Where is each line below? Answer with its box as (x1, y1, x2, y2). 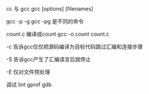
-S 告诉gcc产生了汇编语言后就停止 (6, 56, 91, 62)
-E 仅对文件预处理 (6, 68, 50, 76)
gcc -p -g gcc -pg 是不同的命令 (6, 18, 84, 25)
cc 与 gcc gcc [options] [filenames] (6, 5, 94, 12)
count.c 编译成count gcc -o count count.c (6, 30, 110, 37)
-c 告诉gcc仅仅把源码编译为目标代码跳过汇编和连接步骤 (6, 43, 143, 50)
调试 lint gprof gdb (6, 81, 52, 88)
